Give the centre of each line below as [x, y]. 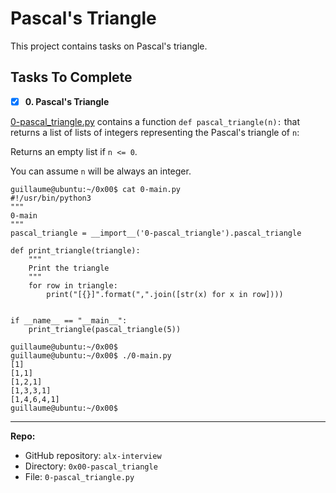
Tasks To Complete [71, 77]
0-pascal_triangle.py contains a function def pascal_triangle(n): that [155, 121]
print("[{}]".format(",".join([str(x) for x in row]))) [165, 294]
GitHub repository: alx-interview [93, 455]
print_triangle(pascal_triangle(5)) [105, 329]
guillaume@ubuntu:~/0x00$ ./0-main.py [91, 355]
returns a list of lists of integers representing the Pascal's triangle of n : [155, 132]
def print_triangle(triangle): [75, 250]
